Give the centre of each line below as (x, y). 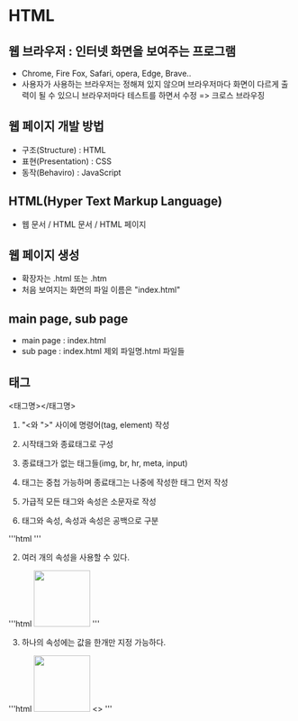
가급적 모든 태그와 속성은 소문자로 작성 (89, 502)
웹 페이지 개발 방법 (56, 127)
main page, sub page (68, 319)
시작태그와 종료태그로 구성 (68, 444)
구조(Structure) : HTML (63, 150)
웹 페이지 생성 (44, 256)
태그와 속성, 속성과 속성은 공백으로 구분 (90, 521)
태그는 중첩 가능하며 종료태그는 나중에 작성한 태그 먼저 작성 (125, 482)
